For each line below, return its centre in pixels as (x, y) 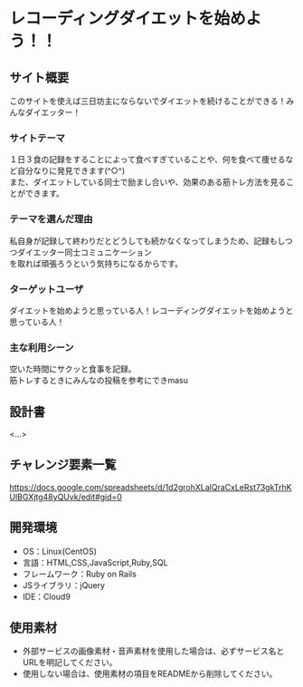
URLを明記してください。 (70, 663)
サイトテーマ (38, 138)
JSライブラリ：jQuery (64, 585)
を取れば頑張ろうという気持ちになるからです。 (96, 263)
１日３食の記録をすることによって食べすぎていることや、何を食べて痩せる (147, 160)
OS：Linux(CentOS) (60, 551)
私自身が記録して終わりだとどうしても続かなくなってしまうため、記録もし (147, 240)
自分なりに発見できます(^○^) (71, 171)
